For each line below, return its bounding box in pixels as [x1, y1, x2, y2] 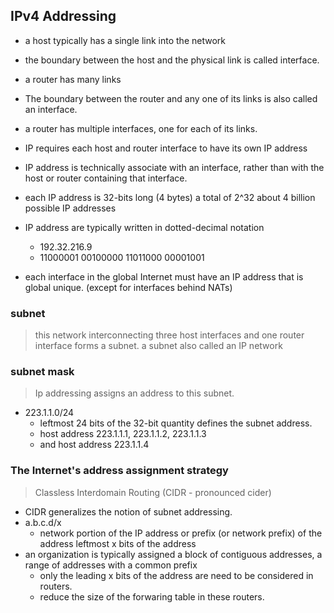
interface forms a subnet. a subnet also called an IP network [34, 340, 283, 352]
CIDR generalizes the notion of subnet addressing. [24, 505, 233, 518]
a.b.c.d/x [24, 516, 62, 528]
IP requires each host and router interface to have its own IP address [24, 142, 308, 154]
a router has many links [24, 73, 122, 85]
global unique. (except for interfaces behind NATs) [24, 281, 233, 293]
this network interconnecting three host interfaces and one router [34, 329, 305, 341]
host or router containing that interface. [24, 172, 188, 184]
